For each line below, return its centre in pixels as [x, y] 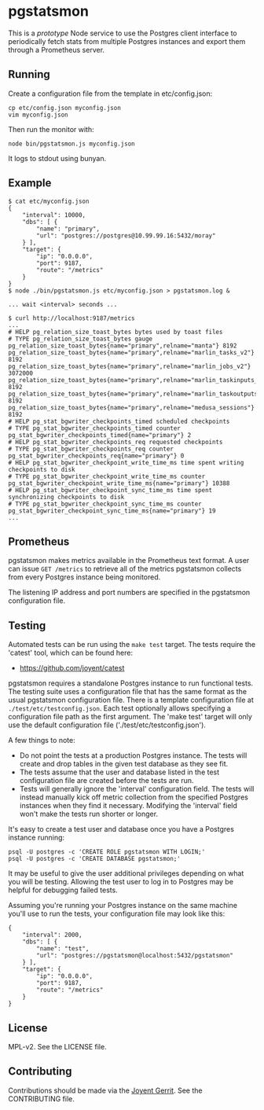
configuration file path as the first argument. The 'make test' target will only [130, 717]
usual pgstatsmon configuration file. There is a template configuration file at [131, 700]
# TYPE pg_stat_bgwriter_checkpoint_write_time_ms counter [107, 476]
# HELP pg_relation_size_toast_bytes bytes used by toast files [115, 332]
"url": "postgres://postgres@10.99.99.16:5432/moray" [126, 235]
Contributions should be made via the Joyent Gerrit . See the [105, 1090]
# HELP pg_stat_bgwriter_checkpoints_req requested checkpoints [115, 442]
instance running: [37, 838]
